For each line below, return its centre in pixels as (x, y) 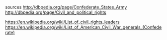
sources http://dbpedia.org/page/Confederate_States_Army (66, 7)
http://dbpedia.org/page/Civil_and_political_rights (56, 12)
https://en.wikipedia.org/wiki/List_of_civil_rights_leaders (63, 22)
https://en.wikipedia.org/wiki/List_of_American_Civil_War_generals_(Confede (83, 27)
